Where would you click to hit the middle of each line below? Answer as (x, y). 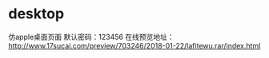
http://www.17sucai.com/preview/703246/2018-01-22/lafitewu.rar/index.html (134, 45)
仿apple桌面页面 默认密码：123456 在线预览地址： (91, 37)
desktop (36, 14)
